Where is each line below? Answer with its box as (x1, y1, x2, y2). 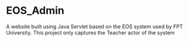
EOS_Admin (6, 4, 64, 17)
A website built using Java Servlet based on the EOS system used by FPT (6, 23, 183, 30)
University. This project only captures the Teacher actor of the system (6, 29, 175, 36)
